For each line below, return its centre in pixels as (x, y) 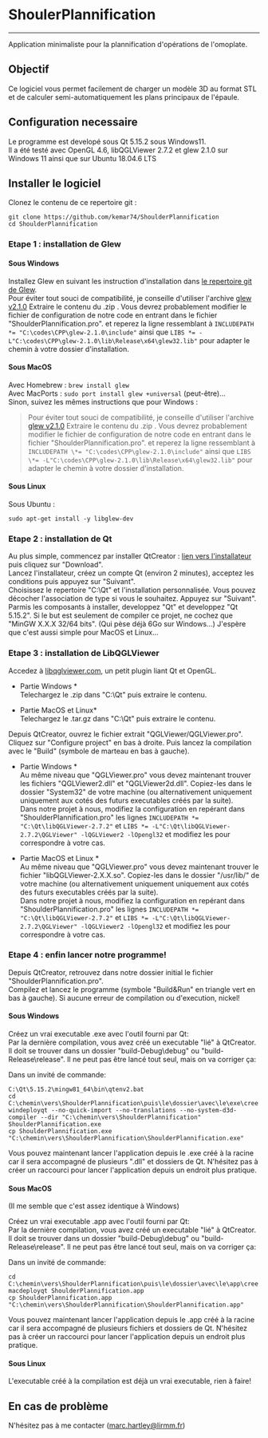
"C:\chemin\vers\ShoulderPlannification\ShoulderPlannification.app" (126, 1305)
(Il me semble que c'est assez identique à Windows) (94, 1206)
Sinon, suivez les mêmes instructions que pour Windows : (103, 401)
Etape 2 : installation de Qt (60, 539)
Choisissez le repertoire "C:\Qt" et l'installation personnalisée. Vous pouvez (132, 590)
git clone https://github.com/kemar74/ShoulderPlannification (114, 217)
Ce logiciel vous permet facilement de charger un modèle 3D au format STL (132, 89)
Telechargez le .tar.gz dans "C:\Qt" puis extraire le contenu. (118, 718)
